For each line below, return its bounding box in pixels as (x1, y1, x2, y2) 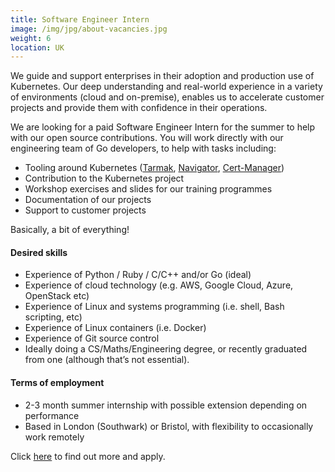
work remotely (24, 431, 85, 443)
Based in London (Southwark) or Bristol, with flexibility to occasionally (24, 420, 314, 432)
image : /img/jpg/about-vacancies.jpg (10, 24, 168, 34)
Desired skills (10, 246, 68, 258)
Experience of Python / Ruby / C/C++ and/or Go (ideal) (24, 269, 252, 281)
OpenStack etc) (24, 290, 90, 302)
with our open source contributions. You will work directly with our (10, 132, 284, 144)
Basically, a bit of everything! (10, 224, 130, 236)
